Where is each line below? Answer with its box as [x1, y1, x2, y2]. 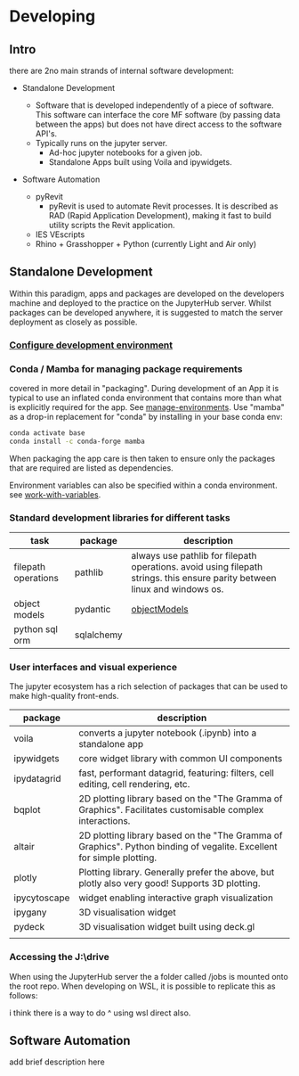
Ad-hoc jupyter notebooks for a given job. [48, 147, 203, 158]
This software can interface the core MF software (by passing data [35, 110, 280, 119]
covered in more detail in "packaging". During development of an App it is [9, 383, 279, 394]
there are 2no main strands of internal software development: [9, 65, 234, 76]
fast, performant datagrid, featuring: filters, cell [78, 767, 274, 779]
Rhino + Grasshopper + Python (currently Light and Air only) [35, 239, 257, 249]
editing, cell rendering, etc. [78, 778, 190, 791]
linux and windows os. [131, 583, 224, 595]
